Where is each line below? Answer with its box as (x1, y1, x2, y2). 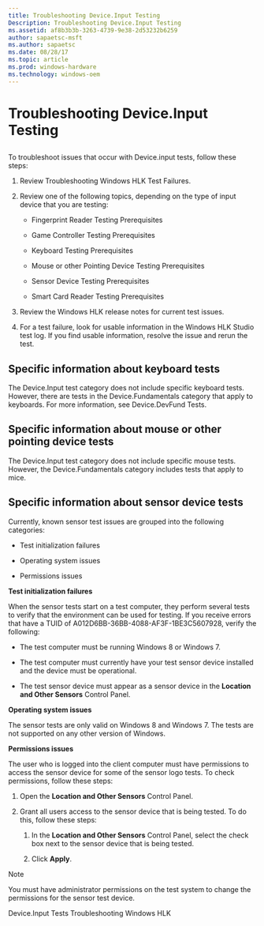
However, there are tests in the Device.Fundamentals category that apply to (8, 392, 254, 401)
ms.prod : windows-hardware (8, 63, 97, 71)
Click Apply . (31, 854, 73, 864)
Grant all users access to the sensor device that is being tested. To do (19, 807, 247, 816)
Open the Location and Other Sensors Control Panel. (19, 791, 193, 800)
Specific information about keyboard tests (8, 362, 221, 375)
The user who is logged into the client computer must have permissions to (8, 759, 250, 769)
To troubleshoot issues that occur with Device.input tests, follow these (8, 152, 236, 162)
